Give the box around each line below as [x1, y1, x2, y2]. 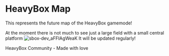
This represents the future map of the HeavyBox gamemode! [5, 20, 132, 26]
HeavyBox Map [5, 3, 71, 15]
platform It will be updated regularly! [5, 35, 136, 41]
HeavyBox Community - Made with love [5, 45, 89, 51]
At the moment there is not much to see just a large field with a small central [5, 30, 164, 36]
